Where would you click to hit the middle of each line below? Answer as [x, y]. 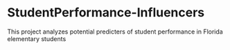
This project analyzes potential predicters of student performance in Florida [115, 32]
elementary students [37, 38]
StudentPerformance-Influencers [106, 13]
